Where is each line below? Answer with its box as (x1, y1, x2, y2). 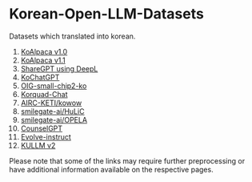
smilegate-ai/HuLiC (20, 106, 85, 116)
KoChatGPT (20, 72, 60, 82)
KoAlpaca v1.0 (20, 47, 68, 56)
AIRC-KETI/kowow (20, 98, 82, 107)
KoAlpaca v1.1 (20, 55, 66, 65)
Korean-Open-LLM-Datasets (9, 5, 205, 23)
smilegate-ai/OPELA (20, 115, 87, 124)
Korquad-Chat (20, 89, 68, 99)
